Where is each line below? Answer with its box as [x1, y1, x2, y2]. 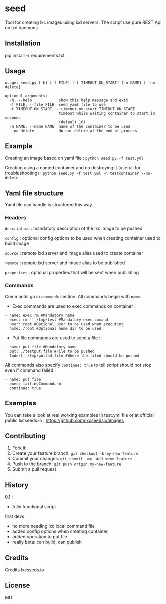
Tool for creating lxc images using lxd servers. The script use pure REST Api [5, 19, 162, 25]
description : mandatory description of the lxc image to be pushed [5, 225, 143, 232]
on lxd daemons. [5, 24, 39, 30]
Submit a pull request [12, 466, 56, 472]
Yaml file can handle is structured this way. [5, 202, 93, 208]
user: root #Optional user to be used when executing [9, 321, 124, 327]
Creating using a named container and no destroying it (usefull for [5, 165, 141, 171]
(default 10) [58, 119, 86, 125]
